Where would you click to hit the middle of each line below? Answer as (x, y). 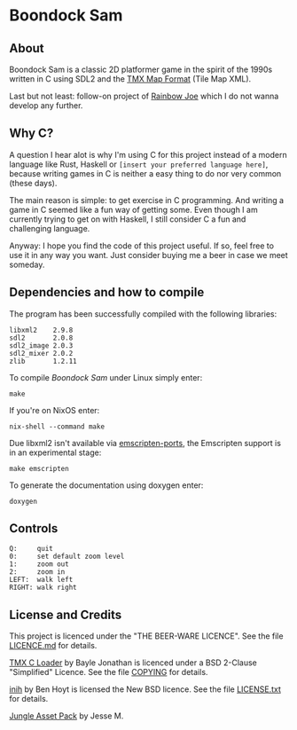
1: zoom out (39, 564)
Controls (34, 529)
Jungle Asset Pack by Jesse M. (66, 716)
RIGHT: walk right (43, 588)
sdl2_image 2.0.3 (41, 345)
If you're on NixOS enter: (55, 410)
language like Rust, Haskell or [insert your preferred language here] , (139, 164)
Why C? (31, 133)
